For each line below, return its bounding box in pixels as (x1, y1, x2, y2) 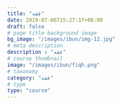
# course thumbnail (7, 55, 63, 62)
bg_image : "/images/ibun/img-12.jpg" (7, 36, 116, 43)
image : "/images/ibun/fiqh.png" (7, 61, 100, 68)
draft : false (7, 23, 45, 30)
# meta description (7, 42, 63, 49)
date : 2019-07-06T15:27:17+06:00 (7, 17, 103, 23)
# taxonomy (7, 68, 39, 75)
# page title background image (7, 29, 97, 37)
